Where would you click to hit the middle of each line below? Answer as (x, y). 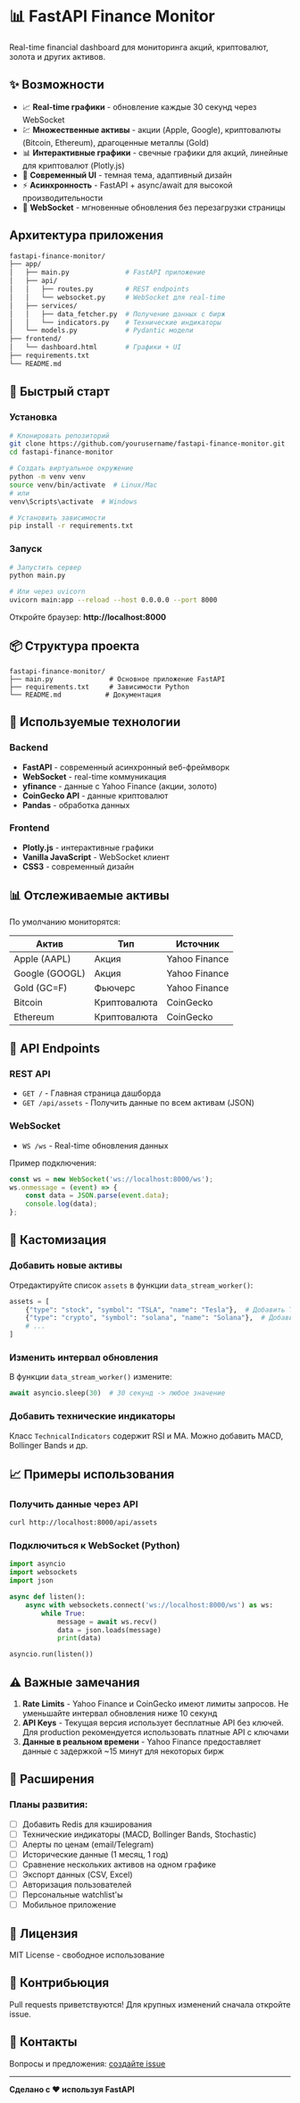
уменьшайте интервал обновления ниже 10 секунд (120, 1713)
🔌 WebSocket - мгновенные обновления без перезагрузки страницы (154, 207)
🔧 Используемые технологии (95, 722)
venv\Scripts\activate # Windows (74, 501)
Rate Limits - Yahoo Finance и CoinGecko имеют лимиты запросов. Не (155, 1703)
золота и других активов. (57, 56)
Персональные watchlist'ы (72, 1895)
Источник (198, 944)
